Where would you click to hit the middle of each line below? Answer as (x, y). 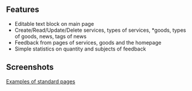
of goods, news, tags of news (50, 36)
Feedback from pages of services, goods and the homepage (88, 42)
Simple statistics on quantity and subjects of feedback (80, 49)
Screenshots (30, 67)
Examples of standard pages (41, 81)
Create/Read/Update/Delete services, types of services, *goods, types (100, 30)
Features (23, 10)
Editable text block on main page (54, 23)
